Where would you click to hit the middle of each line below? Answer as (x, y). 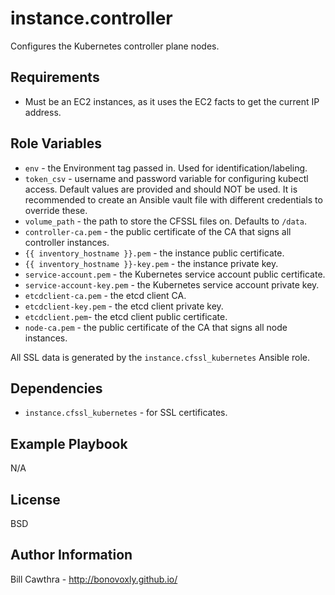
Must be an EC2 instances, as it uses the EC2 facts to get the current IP (172, 101)
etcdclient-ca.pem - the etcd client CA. (105, 295)
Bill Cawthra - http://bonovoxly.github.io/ (94, 579)
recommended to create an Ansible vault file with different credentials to (173, 199)
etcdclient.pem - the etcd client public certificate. (126, 316)
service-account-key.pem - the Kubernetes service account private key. (172, 284)
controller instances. (67, 242)
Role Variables (56, 143)
